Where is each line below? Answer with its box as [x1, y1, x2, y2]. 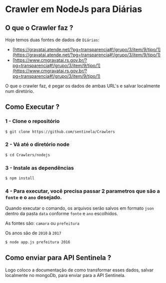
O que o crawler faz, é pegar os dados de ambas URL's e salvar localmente [5, 83, 160, 89]
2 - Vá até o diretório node [5, 141, 70, 148]
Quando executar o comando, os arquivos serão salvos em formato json [5, 205, 154, 211]
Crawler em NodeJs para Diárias [5, 4, 142, 15]
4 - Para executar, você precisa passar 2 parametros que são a [5, 187, 160, 194]
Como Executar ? [5, 103, 60, 111]
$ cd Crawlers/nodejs [5, 152, 50, 158]
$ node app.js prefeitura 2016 [5, 240, 70, 245]
